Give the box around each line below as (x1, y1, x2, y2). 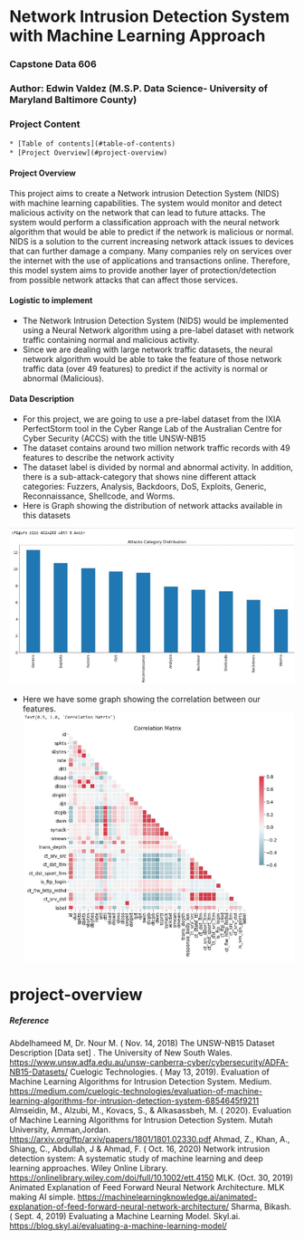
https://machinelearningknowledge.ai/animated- (77, 1192, 258, 1203)
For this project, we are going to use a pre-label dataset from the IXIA (22, 414, 281, 424)
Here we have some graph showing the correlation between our (22, 693, 261, 704)
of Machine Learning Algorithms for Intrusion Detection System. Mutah (9, 1115, 273, 1126)
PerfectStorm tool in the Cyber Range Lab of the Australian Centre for (22, 423, 282, 434)
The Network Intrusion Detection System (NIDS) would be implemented (22, 315, 290, 326)
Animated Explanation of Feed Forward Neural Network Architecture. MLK (9, 1182, 285, 1193)
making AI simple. (9, 1192, 76, 1203)
